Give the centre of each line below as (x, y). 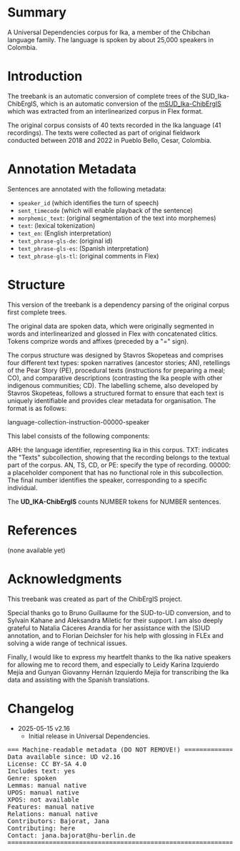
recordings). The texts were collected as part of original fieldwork (104, 132)
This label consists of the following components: (79, 436)
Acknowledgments (65, 579)
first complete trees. (37, 312)
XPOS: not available (44, 800)
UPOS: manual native (44, 792)
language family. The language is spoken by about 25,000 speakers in (111, 39)
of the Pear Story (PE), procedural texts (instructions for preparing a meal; (116, 370)
